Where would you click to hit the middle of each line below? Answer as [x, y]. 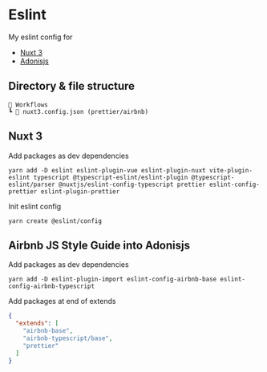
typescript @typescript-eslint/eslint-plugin [111, 177]
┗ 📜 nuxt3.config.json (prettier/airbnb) [79, 111]
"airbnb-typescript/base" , [68, 338]
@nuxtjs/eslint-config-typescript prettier [132, 184]
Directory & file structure [71, 86]
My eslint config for [40, 37]
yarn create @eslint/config [55, 221]
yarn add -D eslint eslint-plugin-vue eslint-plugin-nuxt [107, 170]
